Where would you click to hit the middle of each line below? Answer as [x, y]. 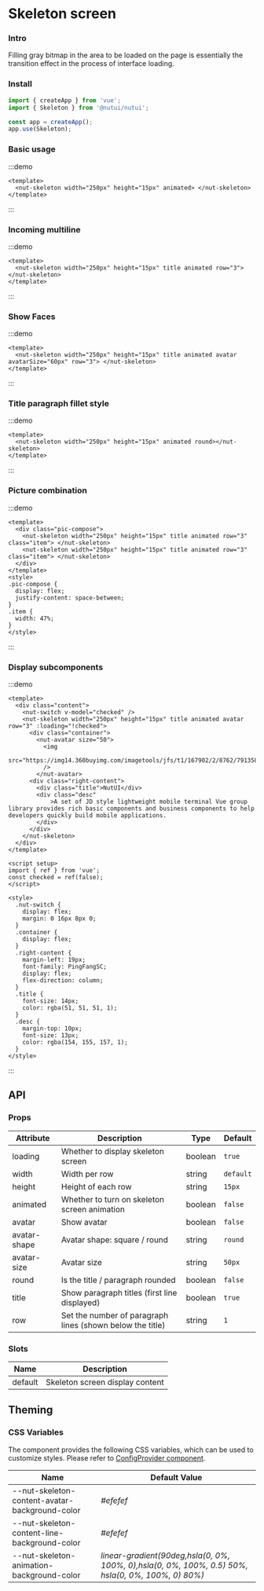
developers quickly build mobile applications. [88, 816]
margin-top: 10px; [52, 1029]
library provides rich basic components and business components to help [132, 809]
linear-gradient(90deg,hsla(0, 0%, [165, 1555]
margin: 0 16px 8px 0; [59, 919]
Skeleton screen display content [105, 1382]
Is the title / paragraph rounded [119, 1280]
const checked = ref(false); [56, 878]
